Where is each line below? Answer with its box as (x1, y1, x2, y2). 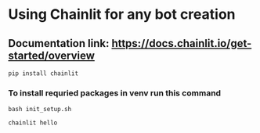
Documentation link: (8, 37, 110, 50)
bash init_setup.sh (8, 106, 72, 113)
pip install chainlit (8, 70, 79, 77)
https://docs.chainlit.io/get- (111, 37, 252, 50)
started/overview (8, 49, 96, 62)
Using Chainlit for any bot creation (8, 5, 236, 23)
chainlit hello (8, 119, 58, 127)
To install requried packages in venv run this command (8, 88, 222, 99)
